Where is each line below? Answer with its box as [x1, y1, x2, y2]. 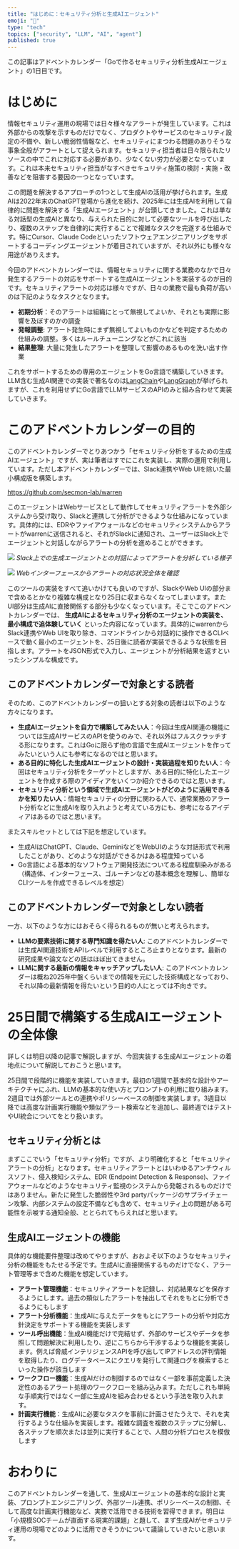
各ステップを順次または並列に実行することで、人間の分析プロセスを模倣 [17, 1428, 230, 1436]
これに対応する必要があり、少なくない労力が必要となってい [44, 155, 219, 164]
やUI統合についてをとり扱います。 [7, 1112, 107, 1120]
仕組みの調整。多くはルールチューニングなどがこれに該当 [17, 334, 187, 343]
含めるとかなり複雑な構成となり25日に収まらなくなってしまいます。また [13, 593, 227, 601]
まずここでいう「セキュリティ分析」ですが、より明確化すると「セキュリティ [7, 1155, 232, 1163]
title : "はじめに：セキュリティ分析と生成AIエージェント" [7, 10, 159, 18]
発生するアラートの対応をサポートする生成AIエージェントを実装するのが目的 [7, 274, 233, 283]
